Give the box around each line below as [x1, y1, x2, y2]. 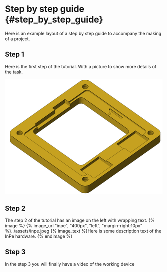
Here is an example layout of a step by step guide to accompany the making [5, 30, 162, 36]
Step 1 [5, 50, 25, 59]
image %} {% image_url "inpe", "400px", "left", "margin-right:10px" [5, 223, 143, 229]
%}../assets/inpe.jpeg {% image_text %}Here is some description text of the [5, 228, 162, 234]
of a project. [5, 36, 30, 42]
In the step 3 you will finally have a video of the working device [5, 261, 135, 267]
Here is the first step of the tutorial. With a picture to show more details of [5, 63, 157, 69]
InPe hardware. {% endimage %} [5, 233, 73, 239]
